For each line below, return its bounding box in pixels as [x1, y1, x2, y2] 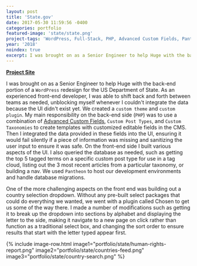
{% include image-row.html [6, 240, 72, 247]
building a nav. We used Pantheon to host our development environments [6, 167, 181, 174]
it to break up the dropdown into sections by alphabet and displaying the [6, 210, 181, 217]
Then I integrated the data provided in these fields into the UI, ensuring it [6, 130, 182, 137]
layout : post [6, 8, 38, 15]
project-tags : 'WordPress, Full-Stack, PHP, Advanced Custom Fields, [6, 36, 180, 42]
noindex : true [6, 47, 41, 53]
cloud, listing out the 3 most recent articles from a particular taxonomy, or [6, 161, 184, 168]
